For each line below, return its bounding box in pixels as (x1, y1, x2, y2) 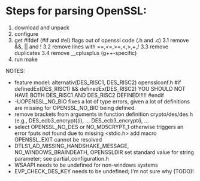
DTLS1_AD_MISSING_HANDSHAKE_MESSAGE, (14, 142, 129, 149)
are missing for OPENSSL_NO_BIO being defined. (14, 104, 136, 111)
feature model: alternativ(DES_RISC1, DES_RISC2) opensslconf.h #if (14, 79, 181, 86)
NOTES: (5, 67, 25, 74)
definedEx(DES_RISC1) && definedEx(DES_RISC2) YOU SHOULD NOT (14, 85, 186, 92)
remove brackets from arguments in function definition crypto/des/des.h (14, 111, 193, 118)
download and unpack (14, 24, 69, 31)
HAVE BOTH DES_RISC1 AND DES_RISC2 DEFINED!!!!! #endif (14, 91, 164, 99)
